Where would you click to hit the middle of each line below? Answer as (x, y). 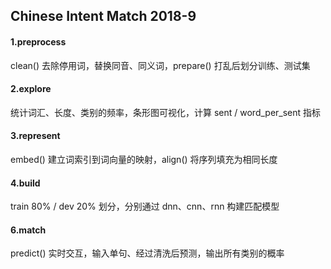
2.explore (31, 89)
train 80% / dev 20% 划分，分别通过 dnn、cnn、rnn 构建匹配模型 (145, 206)
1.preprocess (38, 41)
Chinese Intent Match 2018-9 (103, 16)
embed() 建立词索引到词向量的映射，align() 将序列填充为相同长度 (144, 159)
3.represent (35, 136)
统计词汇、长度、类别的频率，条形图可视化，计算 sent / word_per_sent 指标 (166, 112)
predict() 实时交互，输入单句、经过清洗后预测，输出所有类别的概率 (147, 253)
